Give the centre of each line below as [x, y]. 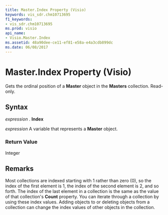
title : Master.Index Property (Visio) [46, 10]
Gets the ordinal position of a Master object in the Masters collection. [77, 86]
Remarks [20, 169]
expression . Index [24, 119]
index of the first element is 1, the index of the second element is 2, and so [82, 186]
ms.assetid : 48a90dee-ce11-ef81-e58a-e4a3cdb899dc [59, 43]
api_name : [16, 33]
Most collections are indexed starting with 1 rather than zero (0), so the [78, 181]
